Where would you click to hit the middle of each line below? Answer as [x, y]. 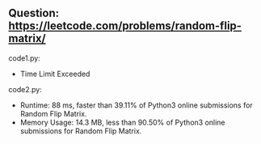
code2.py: [25, 89]
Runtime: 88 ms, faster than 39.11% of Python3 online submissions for [136, 105]
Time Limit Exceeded [55, 74]
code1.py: [24, 58]
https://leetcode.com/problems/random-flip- [125, 26]
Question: [34, 13]
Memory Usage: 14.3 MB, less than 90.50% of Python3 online [122, 122]
